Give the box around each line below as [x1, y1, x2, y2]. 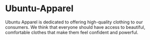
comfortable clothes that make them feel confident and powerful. [5, 29, 139, 35]
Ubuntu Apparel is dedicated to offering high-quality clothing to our [5, 19, 143, 25]
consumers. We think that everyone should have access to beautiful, [5, 24, 146, 30]
